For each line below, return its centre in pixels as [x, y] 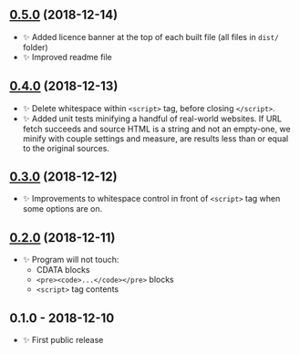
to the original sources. [66, 148]
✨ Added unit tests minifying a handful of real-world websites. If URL [152, 119]
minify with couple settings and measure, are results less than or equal [155, 138]
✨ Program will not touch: [71, 260]
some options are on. [62, 209]
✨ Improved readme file [67, 57]
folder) [35, 47]
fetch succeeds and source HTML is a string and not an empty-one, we [156, 129]
